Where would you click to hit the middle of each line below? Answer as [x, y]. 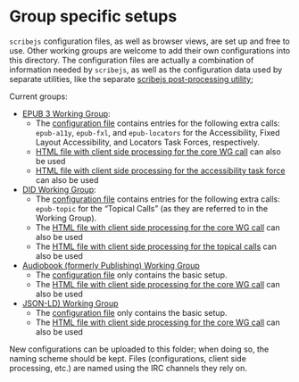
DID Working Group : [59, 189]
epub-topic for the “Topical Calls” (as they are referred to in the [152, 208]
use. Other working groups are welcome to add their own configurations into [150, 50]
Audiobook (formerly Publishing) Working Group [111, 265]
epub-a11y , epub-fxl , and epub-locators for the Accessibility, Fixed [158, 132]
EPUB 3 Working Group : [66, 113]
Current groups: [39, 96]
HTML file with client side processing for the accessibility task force [160, 170]
